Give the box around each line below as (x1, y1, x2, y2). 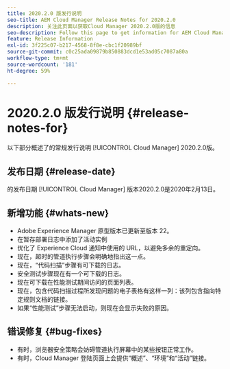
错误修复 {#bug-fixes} (7, 326, 103, 337)
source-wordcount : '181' (7, 61, 78, 68)
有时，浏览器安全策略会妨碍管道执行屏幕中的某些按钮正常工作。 (16, 345, 197, 353)
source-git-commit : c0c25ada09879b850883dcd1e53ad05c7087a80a (7, 49, 188, 56)
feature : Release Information (7, 36, 94, 43)
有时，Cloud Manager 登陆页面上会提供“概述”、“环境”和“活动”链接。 (16, 354, 211, 362)
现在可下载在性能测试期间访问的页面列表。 (16, 278, 138, 287)
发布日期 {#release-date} (7, 165, 116, 177)
